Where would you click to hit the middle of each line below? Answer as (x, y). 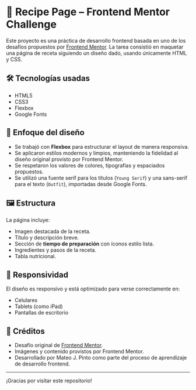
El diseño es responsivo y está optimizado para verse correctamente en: (93, 289)
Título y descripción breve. (47, 238)
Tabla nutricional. (35, 256)
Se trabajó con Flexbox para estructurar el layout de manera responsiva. (102, 146)
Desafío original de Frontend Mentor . (59, 345)
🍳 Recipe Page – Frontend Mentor (88, 12)
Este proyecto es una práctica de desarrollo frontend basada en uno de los (96, 40)
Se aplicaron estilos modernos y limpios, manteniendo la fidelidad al (96, 153)
